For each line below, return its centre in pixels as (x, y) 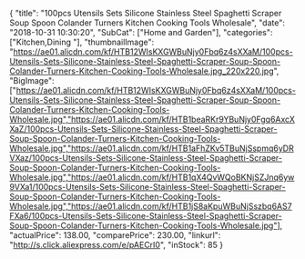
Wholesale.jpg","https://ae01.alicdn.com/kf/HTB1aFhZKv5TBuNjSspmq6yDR (152, 148)
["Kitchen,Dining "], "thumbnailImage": (82, 42)
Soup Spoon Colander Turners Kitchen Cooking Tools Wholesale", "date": (147, 23)
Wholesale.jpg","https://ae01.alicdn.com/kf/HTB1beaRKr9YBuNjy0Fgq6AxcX (152, 119)
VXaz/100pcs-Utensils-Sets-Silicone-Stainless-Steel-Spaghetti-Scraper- (146, 158)
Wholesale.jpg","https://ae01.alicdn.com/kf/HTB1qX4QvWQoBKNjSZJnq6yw (152, 177)
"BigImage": (32, 80)
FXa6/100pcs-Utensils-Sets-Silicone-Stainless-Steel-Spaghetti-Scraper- (146, 216)
